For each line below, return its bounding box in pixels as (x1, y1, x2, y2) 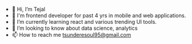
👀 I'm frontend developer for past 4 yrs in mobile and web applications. (11, 12, 186, 19)
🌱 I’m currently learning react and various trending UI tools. (11, 18, 157, 25)
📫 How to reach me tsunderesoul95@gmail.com (11, 32, 131, 38)
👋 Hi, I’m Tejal (11, 6, 46, 12)
